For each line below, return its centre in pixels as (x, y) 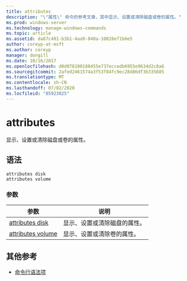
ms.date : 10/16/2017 (31, 61)
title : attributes (29, 11)
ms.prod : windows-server (36, 22)
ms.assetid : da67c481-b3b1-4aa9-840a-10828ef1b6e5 (69, 39)
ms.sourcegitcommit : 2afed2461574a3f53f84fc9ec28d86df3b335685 (85, 72)
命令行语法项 (30, 272)
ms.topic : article (29, 34)
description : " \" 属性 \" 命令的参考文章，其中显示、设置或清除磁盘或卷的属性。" (94, 17)
